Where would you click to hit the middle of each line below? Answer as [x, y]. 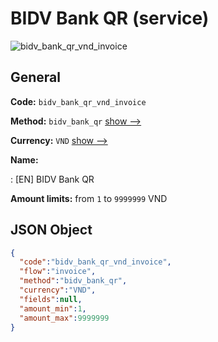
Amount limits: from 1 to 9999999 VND [89, 198]
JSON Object [51, 230]
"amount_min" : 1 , [53, 308]
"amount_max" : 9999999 [64, 318]
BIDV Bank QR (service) [110, 18]
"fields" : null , [51, 299]
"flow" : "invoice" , [58, 272]
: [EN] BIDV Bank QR [52, 179]
